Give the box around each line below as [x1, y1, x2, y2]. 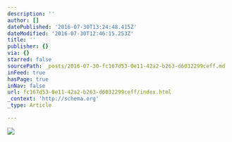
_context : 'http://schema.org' [7, 96, 99, 103]
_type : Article [7, 102, 52, 109]
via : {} [7, 50, 30, 57]
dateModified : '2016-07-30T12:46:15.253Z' [7, 30, 134, 37]
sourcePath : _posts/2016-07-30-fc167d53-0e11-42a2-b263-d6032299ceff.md [7, 63, 226, 70]
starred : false [7, 56, 52, 63]
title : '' [7, 37, 37, 44]
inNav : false [7, 82, 46, 89]
